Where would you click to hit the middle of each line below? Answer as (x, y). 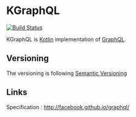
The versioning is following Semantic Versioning (67, 73)
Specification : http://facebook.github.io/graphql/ (68, 107)
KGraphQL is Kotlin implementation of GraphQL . (66, 39)
